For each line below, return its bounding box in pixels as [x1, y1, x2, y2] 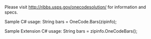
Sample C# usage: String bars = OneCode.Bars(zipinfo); [4, 19, 117, 24]
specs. [4, 9, 18, 15]
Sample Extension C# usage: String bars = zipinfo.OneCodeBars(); [4, 28, 138, 34]
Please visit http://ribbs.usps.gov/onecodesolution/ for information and [4, 4, 146, 10]
